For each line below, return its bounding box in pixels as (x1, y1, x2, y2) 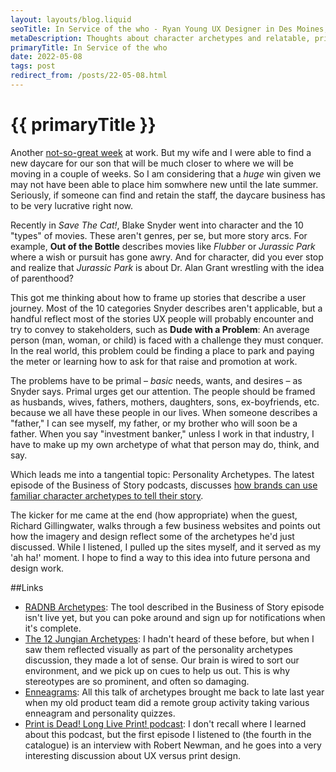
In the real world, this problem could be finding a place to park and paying (10, 344, 315, 356)
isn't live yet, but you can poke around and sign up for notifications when (24, 611, 326, 623)
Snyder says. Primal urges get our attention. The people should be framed (10, 385, 316, 397)
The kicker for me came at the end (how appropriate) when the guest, (10, 509, 298, 521)
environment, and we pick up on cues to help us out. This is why (24, 664, 291, 676)
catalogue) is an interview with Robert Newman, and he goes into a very (24, 739, 322, 751)
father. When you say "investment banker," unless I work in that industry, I (10, 427, 315, 440)
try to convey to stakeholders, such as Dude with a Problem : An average (10, 323, 310, 335)
